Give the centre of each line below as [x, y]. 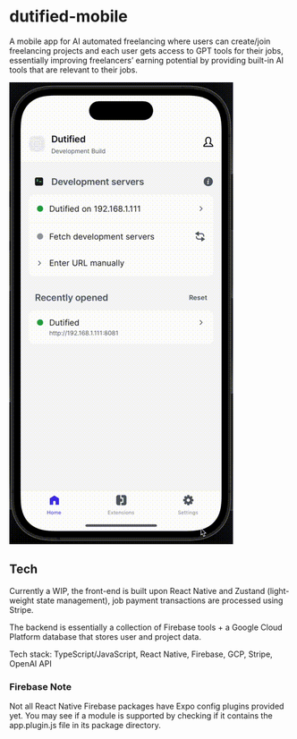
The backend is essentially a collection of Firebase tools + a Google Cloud [146, 627]
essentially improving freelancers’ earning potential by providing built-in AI [147, 60]
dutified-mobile [68, 17]
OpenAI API [30, 663]
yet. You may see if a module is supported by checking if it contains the [141, 716]
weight [22, 600]
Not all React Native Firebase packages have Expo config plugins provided [147, 706]
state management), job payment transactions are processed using [160, 600]
